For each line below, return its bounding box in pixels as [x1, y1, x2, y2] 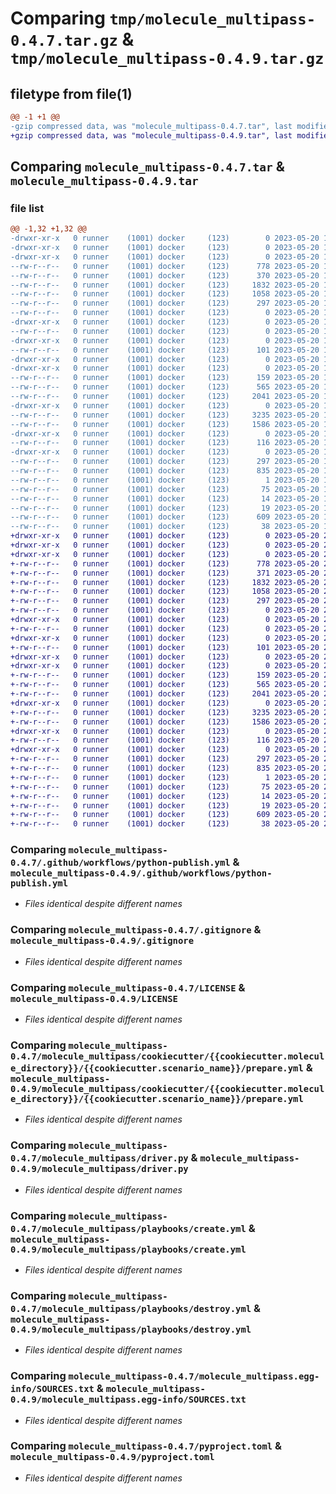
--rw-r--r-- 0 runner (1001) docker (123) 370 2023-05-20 [10, 270, 320, 281]
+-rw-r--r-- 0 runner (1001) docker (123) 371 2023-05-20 [10, 568, 320, 578]
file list [10, 201, 45, 215]
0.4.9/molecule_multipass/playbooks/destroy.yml [10, 1323, 252, 1335]
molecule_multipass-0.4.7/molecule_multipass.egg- [68, 1371, 320, 1382]
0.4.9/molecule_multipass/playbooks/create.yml [10, 1243, 247, 1255]
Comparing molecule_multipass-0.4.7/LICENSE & [10, 980, 246, 994]
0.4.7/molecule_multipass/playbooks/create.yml [10, 1223, 247, 1234]
